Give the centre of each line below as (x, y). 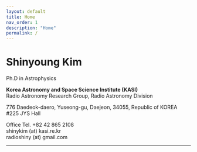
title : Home (21, 17)
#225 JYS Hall (23, 113)
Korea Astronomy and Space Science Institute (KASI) (72, 90)
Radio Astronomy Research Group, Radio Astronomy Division (80, 96)
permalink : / (22, 33)
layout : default (26, 11)
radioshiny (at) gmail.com (37, 137)
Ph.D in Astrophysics (31, 78)
